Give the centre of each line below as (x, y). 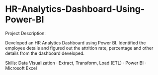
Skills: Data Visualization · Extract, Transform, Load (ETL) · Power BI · (76, 63)
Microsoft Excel (21, 68)
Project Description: (26, 33)
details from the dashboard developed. (45, 53)
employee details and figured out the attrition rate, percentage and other (79, 48)
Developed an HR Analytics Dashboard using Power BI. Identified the (76, 42)
